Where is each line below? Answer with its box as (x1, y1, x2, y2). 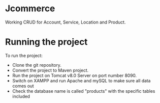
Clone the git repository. (12, 62, 62, 68)
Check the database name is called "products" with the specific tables (12, 88, 156, 94)
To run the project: (5, 52, 43, 58)
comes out (12, 83, 34, 89)
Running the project (5, 36, 88, 48)
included (12, 93, 31, 99)
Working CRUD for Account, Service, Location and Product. (5, 19, 126, 25)
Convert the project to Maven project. (12, 67, 89, 73)
